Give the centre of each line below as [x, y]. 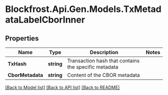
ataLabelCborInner [45, 20]
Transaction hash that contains [103, 61]
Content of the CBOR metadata [103, 75]
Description [104, 52]
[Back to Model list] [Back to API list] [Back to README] [62, 87]
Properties [22, 38]
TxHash [17, 64]
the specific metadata [93, 67]
